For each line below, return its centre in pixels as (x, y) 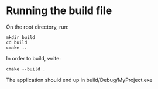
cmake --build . (26, 69)
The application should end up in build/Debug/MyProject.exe (79, 80)
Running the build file (59, 11)
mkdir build (20, 37)
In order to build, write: (34, 58)
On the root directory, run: (37, 27)
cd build (17, 42)
